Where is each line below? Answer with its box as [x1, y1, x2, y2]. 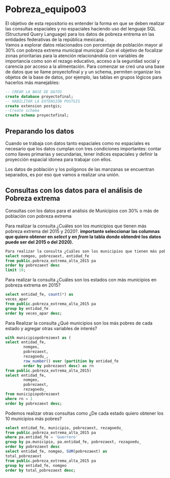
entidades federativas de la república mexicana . [5, 36, 107, 43]
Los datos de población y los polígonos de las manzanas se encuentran [5, 166, 154, 172]
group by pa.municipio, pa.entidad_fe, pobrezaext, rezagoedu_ [5, 440, 142, 445]
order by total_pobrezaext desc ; [5, 467, 76, 473]
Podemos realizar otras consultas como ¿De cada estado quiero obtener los [5, 410, 163, 416]
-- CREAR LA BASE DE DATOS [5, 89, 62, 94]
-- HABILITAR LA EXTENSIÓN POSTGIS [5, 99, 80, 104]
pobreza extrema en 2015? [5, 282, 61, 288]
